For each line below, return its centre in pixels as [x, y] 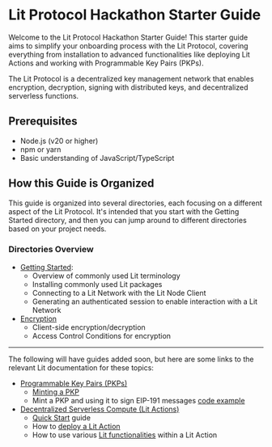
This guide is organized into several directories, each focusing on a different [136, 203]
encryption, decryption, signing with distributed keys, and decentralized [128, 87]
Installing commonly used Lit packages [97, 284]
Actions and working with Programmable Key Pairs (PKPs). [106, 63]
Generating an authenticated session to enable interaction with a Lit [144, 302]
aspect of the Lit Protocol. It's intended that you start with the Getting [124, 211]
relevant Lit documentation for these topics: [81, 367]
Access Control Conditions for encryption [102, 335]
